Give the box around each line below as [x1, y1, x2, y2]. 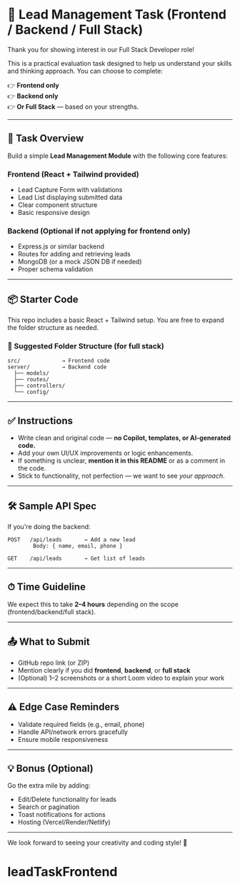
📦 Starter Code [7, 293, 79, 306]
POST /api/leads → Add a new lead [7, 536, 136, 543]
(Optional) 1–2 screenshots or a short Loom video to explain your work [17, 673, 225, 682]
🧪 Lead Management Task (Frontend [7, 6, 227, 23]
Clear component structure [17, 201, 98, 209]
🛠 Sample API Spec [7, 500, 97, 512]
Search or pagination [17, 803, 80, 811]
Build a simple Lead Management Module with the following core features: [7, 151, 229, 160]
